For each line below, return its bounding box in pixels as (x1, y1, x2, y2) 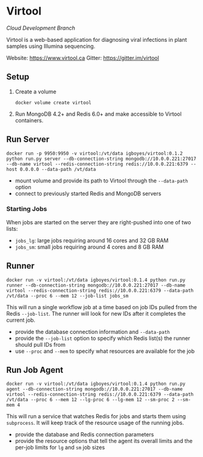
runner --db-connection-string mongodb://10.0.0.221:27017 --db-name (6, 282, 186, 289)
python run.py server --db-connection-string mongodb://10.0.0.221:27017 (6, 156, 197, 162)
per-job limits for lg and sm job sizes (15, 444, 105, 451)
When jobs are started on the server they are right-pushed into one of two (6, 218, 191, 225)
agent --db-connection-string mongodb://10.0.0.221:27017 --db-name (6, 386, 183, 392)
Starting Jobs (6, 205, 47, 213)
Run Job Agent (6, 365, 64, 375)
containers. (15, 116, 44, 124)
